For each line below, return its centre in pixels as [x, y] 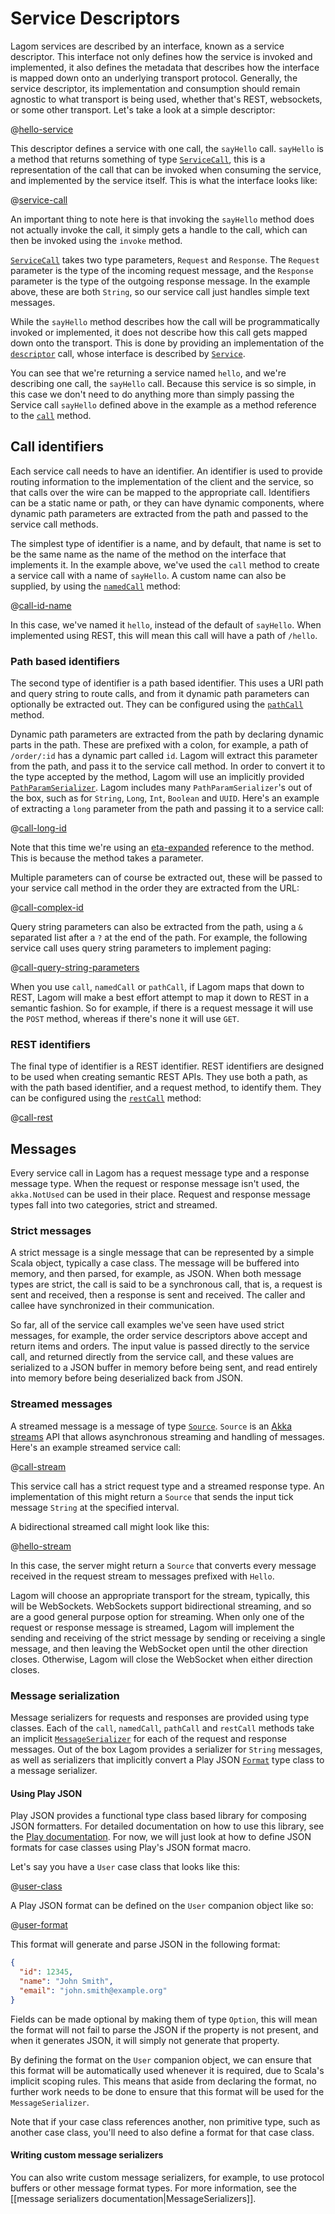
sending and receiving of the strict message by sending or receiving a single [168, 1638]
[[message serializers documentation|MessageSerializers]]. [133, 2198]
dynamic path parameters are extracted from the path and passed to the [159, 513]
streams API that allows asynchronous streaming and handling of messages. [167, 1436]
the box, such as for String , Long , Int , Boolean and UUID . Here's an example [165, 798]
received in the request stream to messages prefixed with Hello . [142, 1576]
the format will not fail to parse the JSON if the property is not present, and [164, 2029]
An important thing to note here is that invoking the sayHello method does [162, 219]
